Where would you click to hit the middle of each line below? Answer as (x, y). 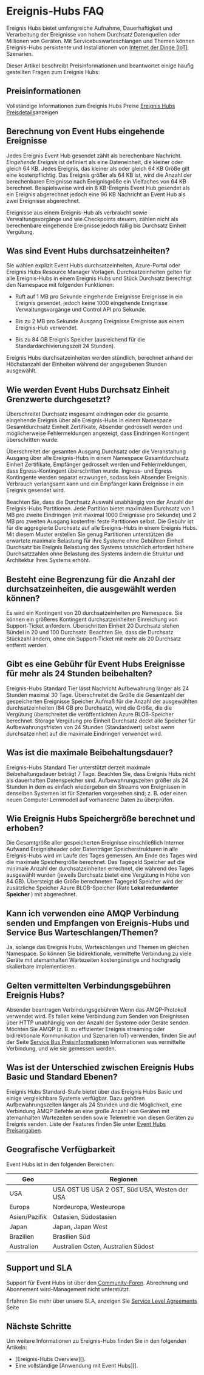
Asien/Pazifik (28, 1216)
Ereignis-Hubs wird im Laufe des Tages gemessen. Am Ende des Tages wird (102, 856)
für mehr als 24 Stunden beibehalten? (80, 674)
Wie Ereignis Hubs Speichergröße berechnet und (101, 819)
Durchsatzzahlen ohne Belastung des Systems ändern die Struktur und (95, 554)
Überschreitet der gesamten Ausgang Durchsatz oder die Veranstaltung (96, 451)
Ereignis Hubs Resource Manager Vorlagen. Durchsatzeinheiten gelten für (99, 272)
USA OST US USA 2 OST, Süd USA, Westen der (120, 1189)
